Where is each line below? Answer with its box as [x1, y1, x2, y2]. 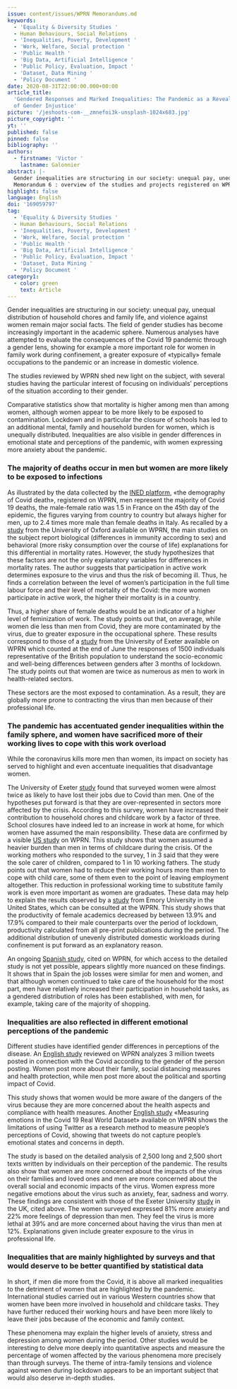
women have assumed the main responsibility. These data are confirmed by [7, 828, 228, 837]
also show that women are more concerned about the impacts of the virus [7, 1167, 222, 1176]
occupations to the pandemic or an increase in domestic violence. [7, 358, 200, 367]
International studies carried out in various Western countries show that [7, 1292, 216, 1301]
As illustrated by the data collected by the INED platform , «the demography [7, 488, 226, 497]
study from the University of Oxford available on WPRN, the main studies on [7, 526, 228, 534]
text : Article [20, 286, 61, 293]
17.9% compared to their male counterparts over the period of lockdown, [7, 918, 219, 926]
